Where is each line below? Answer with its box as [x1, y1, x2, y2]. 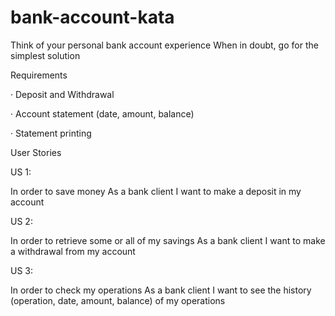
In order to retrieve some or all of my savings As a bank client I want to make [10, 234, 326, 246]
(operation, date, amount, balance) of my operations [10, 294, 226, 306]
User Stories [10, 146, 62, 158]
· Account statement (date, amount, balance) [10, 107, 195, 120]
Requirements [10, 69, 68, 81]
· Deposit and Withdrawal [10, 88, 115, 100]
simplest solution [10, 49, 81, 61]
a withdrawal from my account [10, 245, 136, 257]
